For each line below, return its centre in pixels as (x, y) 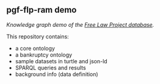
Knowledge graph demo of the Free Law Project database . (80, 24)
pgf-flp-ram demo (42, 10)
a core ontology (35, 48)
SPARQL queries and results (51, 68)
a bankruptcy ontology (43, 55)
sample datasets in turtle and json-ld (61, 61)
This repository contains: (38, 37)
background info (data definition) (57, 74)
